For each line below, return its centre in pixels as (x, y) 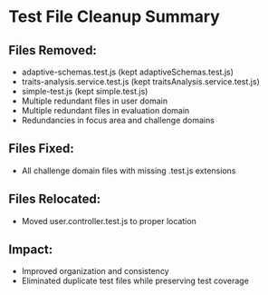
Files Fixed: (41, 148)
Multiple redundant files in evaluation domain (105, 110)
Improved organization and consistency (95, 271)
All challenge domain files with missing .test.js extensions (129, 171)
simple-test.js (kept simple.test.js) (85, 91)
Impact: (31, 250)
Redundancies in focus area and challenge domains (118, 120)
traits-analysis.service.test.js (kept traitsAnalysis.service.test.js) (140, 82)
